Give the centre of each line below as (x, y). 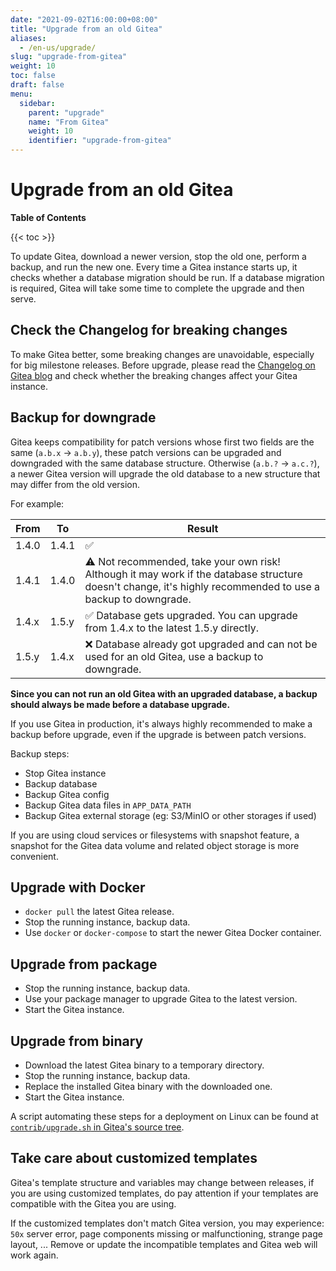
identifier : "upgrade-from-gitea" (100, 141)
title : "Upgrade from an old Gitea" (86, 29)
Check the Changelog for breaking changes (149, 330)
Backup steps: (40, 753)
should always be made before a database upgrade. (120, 704)
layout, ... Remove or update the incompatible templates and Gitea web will (164, 1244)
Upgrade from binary (77, 1041)
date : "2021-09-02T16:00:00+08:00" (84, 19)
